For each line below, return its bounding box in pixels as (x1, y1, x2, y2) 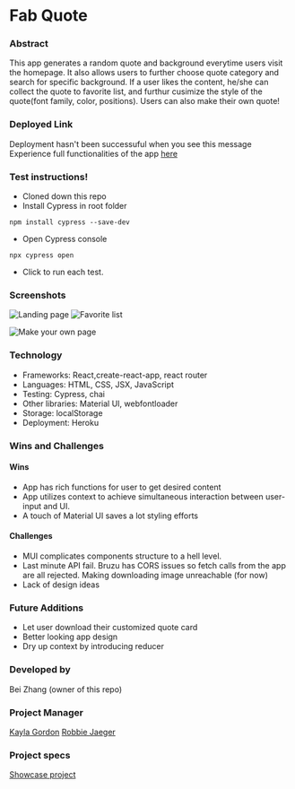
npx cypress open (9, 251, 74, 260)
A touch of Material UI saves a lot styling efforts (22, 510, 199, 521)
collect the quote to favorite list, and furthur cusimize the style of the (9, 86, 263, 97)
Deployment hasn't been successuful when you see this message (9, 138, 253, 149)
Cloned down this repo (22, 191, 107, 202)
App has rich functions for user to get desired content (22, 481, 221, 492)
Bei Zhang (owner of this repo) (9, 683, 123, 695)
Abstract (9, 38, 49, 50)
